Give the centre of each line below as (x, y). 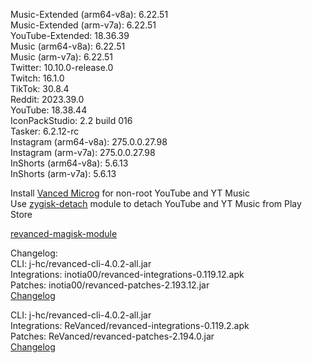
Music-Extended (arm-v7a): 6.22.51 (83, 25)
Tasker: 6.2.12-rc (45, 131)
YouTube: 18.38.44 (49, 110)
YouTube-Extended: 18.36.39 (70, 35)
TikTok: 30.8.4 (40, 88)
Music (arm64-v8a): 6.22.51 (68, 46)
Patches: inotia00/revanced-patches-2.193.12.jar (110, 285)
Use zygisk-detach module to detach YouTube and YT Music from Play (156, 203)
